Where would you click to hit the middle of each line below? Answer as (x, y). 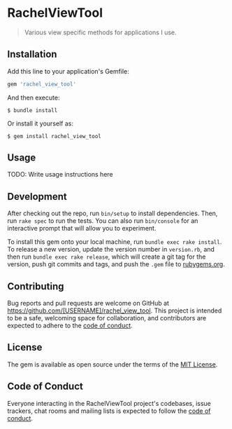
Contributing (36, 286)
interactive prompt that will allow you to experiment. (82, 229)
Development (37, 197)
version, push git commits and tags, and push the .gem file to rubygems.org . (116, 264)
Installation (32, 54)
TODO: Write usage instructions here (60, 175)
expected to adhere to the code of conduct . (70, 326)
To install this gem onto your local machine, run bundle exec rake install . (115, 242)
